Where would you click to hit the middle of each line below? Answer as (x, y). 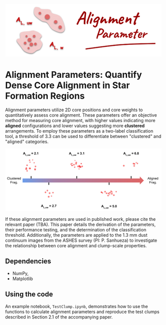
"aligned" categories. (27, 142)
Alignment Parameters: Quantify (74, 75)
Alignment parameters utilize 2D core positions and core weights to (74, 110)
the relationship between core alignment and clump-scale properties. (76, 246)
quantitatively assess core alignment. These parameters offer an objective (81, 115)
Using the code (29, 294)
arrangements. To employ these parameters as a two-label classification (79, 131)
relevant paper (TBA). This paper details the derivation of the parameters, (81, 225)
